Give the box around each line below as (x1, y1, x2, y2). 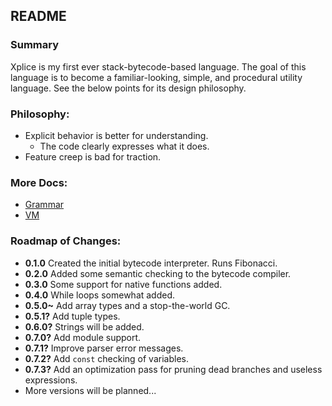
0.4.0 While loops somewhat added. (24, 289, 176, 301)
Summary (10, 38, 60, 52)
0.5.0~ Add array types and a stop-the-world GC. (24, 299, 231, 311)
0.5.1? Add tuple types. (24, 310, 121, 322)
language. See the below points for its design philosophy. (10, 82, 247, 94)
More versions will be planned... (24, 384, 157, 396)
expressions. (24, 374, 78, 386)
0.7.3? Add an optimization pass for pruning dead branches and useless (24, 363, 323, 375)
